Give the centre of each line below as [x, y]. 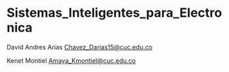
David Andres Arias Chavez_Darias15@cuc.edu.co [80, 47]
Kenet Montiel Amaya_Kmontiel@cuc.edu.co [71, 60]
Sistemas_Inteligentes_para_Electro [114, 13]
